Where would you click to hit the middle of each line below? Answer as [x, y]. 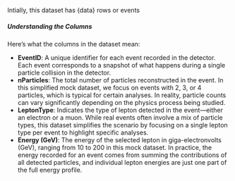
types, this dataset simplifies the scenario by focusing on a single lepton [122, 125]
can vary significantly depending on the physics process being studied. [121, 102]
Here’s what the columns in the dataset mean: [74, 44]
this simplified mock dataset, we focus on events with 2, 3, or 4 [109, 87]
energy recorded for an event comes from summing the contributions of [122, 155]
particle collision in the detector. [64, 73]
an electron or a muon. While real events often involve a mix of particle [120, 117]
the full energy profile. [50, 170]
